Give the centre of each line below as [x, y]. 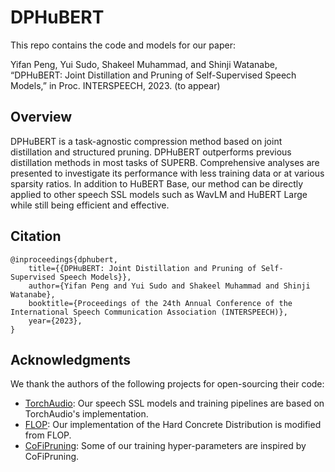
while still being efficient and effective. [90, 205]
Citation [36, 236]
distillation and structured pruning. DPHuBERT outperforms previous [151, 152]
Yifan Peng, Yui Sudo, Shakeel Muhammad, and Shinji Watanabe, [144, 64]
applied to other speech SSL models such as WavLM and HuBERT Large [159, 194]
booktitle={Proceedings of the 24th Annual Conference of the [160, 303]
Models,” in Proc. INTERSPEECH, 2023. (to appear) [115, 85]
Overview [41, 117]
